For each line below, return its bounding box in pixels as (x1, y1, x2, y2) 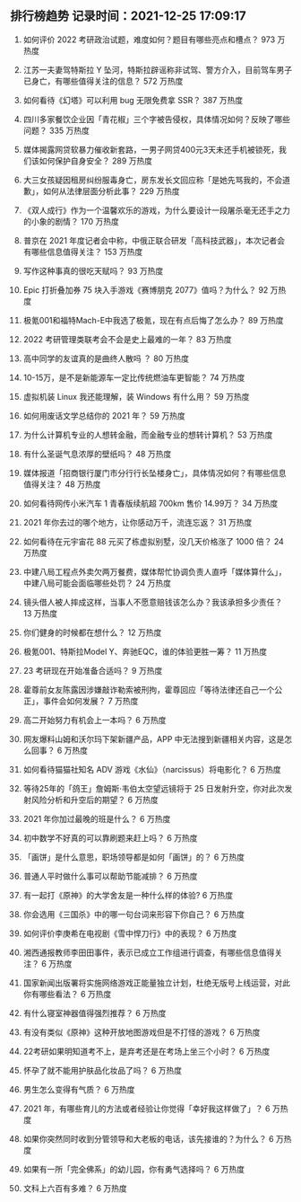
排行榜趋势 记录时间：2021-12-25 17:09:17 (10, 8, 247, 24)
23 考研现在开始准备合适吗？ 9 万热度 (22, 665, 163, 676)
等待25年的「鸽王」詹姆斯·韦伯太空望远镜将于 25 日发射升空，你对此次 (22, 782, 285, 793)
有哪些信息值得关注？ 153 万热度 (22, 246, 143, 257)
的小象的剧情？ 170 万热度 (22, 216, 119, 226)
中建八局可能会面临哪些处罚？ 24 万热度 (22, 578, 172, 588)
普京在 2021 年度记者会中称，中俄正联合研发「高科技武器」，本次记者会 (22, 234, 286, 245)
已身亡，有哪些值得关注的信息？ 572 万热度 (22, 75, 184, 86)
